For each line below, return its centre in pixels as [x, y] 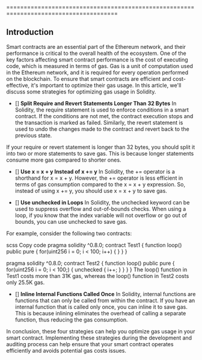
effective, [18, 85]
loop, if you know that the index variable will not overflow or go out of [101, 215]
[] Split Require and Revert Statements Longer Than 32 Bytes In [96, 103]
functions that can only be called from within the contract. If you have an [105, 300]
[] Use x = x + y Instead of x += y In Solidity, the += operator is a [95, 171]
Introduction [30, 32]
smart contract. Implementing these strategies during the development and [99, 338]
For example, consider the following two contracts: [69, 233]
